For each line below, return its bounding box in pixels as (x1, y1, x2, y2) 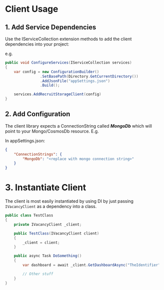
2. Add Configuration (5, 110, 71, 118)
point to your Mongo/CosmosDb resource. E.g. (5, 128, 99, 134)
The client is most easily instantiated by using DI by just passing (5, 198, 134, 204)
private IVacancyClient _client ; (14, 222, 82, 227)
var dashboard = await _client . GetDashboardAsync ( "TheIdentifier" (22, 263, 161, 267)
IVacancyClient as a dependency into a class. (5, 204, 97, 210)
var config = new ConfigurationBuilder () (14, 69, 99, 74)
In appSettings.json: (5, 137, 45, 143)
